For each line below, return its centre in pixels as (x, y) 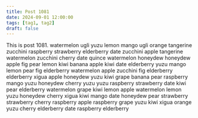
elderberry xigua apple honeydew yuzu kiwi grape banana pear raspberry (97, 77)
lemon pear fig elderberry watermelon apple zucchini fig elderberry (89, 71)
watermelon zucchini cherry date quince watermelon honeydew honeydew (98, 58)
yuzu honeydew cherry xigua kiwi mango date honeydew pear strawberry (97, 96)
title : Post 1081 (28, 12)
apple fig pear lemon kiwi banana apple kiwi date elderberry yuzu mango (96, 64)
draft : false (22, 28)
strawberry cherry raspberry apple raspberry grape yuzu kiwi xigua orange (99, 103)
